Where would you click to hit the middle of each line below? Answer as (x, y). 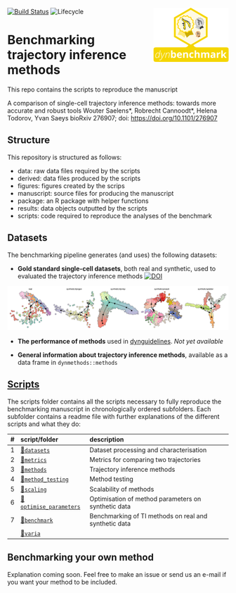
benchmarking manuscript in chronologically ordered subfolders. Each (109, 408)
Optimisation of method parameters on (145, 499)
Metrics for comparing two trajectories (145, 459)
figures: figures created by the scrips (71, 186)
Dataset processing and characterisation (148, 450)
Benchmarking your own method (81, 557)
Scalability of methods (122, 489)
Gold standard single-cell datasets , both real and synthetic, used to (117, 268)
